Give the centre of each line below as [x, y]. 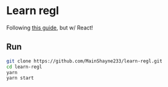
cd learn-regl [24, 67]
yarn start [20, 78]
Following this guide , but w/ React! [50, 28]
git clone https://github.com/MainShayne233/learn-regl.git [85, 61]
